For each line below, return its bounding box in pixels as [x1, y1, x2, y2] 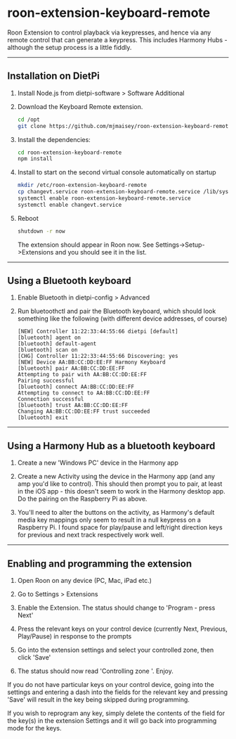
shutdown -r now [17, 227, 65, 235]
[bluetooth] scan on [17, 347, 78, 354]
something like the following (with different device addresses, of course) [17, 314, 228, 323]
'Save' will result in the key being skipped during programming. [7, 695, 190, 704]
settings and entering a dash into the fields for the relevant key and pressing [7, 688, 228, 697]
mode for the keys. [7, 724, 62, 733]
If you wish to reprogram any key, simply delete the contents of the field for [7, 709, 225, 718]
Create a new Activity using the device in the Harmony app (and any [17, 473, 216, 481]
